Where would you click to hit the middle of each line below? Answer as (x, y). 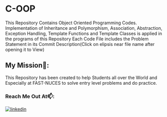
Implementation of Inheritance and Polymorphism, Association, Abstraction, (84, 28)
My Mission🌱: (27, 65)
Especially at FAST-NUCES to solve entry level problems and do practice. (81, 83)
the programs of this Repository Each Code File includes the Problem (77, 39)
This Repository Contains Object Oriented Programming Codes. (71, 23)
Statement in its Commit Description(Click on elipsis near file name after (80, 44)
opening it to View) (25, 49)
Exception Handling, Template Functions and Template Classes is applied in (84, 33)
